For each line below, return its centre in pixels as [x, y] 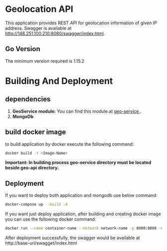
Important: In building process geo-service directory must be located [78, 163]
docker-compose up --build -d [37, 204]
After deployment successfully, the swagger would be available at [73, 238]
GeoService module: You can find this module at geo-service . [77, 111]
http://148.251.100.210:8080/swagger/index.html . [55, 33]
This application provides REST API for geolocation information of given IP [81, 23]
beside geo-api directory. [32, 168]
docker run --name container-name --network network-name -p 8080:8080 [81, 228]
